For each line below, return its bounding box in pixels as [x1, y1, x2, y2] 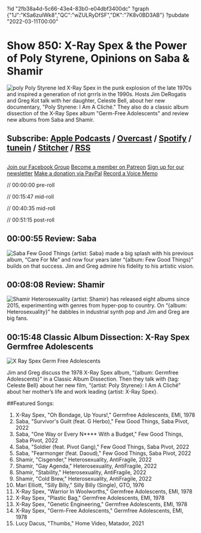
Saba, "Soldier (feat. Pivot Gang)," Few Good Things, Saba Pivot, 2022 [15, 444, 190, 451]
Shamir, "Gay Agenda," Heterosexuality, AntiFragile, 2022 [15, 462, 157, 470]
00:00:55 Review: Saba [7, 233, 97, 244]
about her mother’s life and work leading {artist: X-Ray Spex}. [7, 388, 158, 396]
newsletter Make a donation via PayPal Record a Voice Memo [7, 169, 158, 176]
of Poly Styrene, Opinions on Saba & [7, 52, 190, 65]
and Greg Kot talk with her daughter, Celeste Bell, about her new [7, 97, 165, 104]
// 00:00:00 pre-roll [7, 181, 55, 188]
